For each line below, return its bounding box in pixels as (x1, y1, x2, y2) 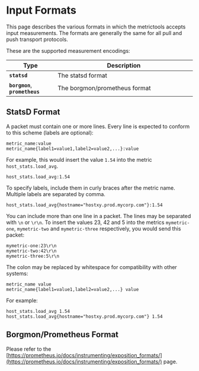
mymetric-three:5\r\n (6, 253, 60, 259)
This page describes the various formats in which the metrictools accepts (6, 23, 186, 30)
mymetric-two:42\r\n (6, 248, 57, 254)
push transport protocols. (6, 36, 68, 43)
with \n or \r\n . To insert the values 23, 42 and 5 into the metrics (6, 219, 165, 226)
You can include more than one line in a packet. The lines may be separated (6, 212, 191, 219)
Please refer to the (6, 345, 52, 353)
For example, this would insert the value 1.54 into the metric (6, 156, 152, 163)
